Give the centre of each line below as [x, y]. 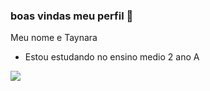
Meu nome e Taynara [54, 38]
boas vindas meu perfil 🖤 [72, 16]
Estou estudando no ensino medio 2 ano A [112, 57]
